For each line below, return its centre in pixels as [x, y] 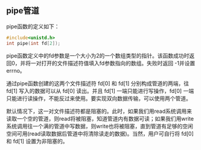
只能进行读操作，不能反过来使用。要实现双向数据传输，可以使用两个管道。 [99, 98]
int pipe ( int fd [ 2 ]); [33, 43]
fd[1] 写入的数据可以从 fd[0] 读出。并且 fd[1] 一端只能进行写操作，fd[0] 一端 [100, 91]
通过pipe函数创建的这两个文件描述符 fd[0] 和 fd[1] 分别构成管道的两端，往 [98, 83]
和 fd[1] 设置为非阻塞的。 [37, 141]
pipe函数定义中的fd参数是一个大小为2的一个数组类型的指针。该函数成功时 [98, 55]
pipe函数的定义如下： [33, 26]
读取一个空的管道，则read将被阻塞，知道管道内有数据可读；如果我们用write [100, 118]
